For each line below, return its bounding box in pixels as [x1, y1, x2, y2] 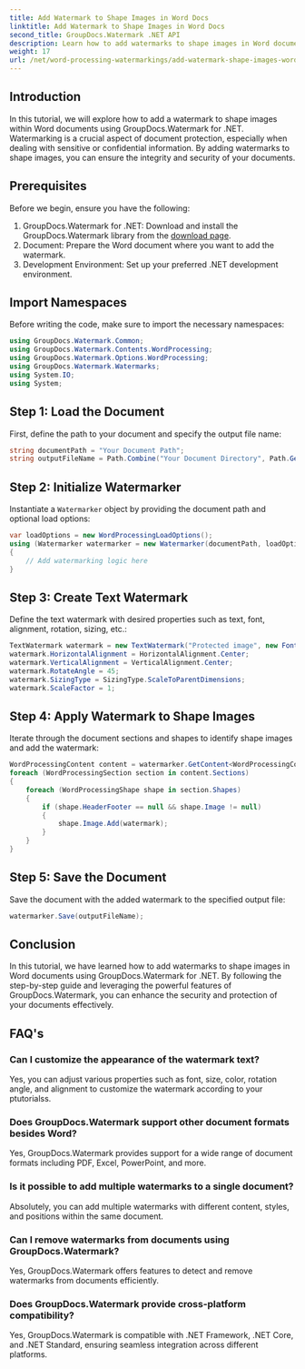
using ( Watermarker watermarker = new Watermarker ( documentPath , [9, 539, 261, 549]
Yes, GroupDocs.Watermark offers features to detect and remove [9, 1265, 253, 1276]
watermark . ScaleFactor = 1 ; [9, 683, 116, 692]
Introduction [9, 89, 82, 105]
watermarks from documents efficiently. [9, 1275, 160, 1286]
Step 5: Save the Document [9, 870, 167, 885]
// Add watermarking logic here [25, 556, 148, 565]
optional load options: [9, 513, 91, 524]
